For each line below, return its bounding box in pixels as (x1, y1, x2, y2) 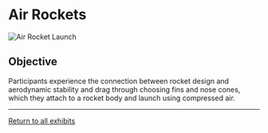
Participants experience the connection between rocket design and (8, 76, 230, 85)
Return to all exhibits (8, 115, 76, 125)
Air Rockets (8, 6, 87, 24)
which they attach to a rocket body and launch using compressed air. (8, 93, 235, 103)
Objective (8, 55, 58, 68)
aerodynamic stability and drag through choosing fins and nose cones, (8, 84, 241, 94)
